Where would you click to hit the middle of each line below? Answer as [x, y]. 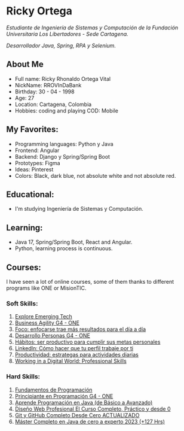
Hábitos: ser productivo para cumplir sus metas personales [88, 342]
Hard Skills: [23, 377]
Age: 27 [24, 98]
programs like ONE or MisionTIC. [46, 288]
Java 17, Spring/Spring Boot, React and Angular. [73, 242]
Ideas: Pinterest [34, 169]
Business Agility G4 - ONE [47, 323]
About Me [25, 64]
